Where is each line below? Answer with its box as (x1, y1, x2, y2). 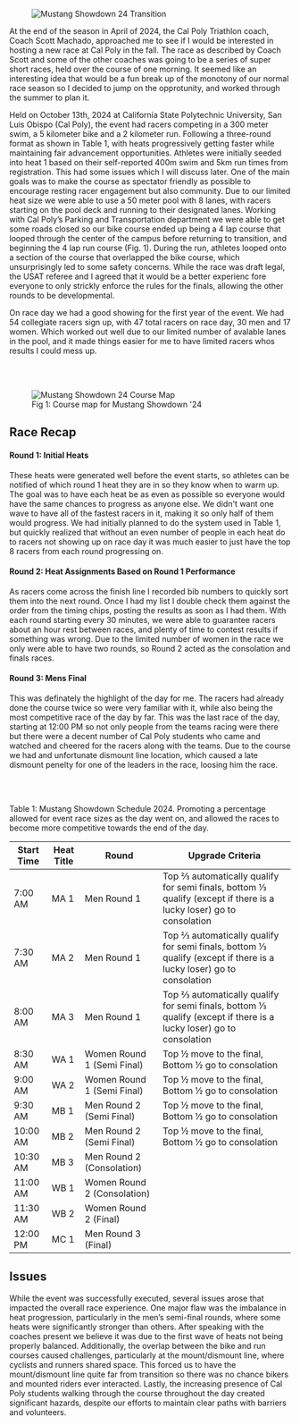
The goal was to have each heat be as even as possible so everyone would (9, 488, 286, 500)
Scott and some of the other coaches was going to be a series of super (9, 55, 271, 64)
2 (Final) (84, 1213, 121, 1225)
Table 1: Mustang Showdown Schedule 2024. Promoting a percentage (9, 804, 266, 814)
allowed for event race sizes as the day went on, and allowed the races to (9, 814, 279, 823)
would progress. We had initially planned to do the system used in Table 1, (9, 517, 281, 527)
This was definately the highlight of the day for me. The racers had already (9, 693, 284, 704)
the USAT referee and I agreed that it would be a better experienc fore (9, 271, 267, 282)
